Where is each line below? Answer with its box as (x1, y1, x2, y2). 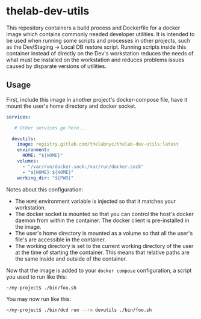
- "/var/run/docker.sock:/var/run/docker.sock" (22, 164, 144, 170)
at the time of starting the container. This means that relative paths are (14, 249, 190, 256)
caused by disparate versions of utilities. (6, 62, 107, 70)
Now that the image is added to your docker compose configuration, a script (6, 267, 192, 274)
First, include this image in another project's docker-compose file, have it (6, 96, 188, 103)
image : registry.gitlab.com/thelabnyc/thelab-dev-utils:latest (17, 141, 179, 147)
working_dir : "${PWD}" (17, 175, 74, 181)
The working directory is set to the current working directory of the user (14, 242, 194, 249)
